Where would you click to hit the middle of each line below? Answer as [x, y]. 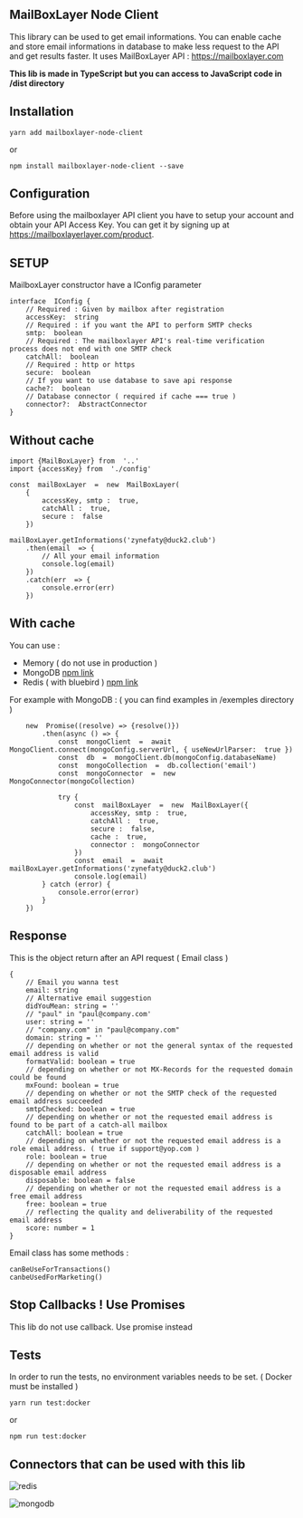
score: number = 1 [60, 1228]
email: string [52, 990]
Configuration [50, 194]
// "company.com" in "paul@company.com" [103, 1030]
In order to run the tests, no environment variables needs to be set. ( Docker [151, 1377]
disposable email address [58, 1172]
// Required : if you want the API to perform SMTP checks [139, 325]
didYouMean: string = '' [72, 1006]
